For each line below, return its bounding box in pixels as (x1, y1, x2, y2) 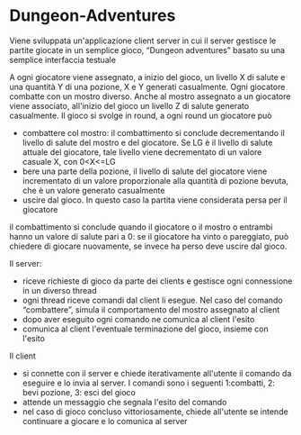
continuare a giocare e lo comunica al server (22, 415, 188, 426)
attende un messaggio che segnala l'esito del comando (22, 396, 227, 407)
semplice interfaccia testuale (9, 54, 117, 65)
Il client (9, 350, 36, 361)
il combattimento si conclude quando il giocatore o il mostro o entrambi (9, 222, 273, 232)
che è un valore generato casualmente (22, 185, 165, 195)
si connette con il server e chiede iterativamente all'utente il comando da (22, 367, 292, 378)
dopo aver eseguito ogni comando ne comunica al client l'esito (22, 313, 255, 324)
